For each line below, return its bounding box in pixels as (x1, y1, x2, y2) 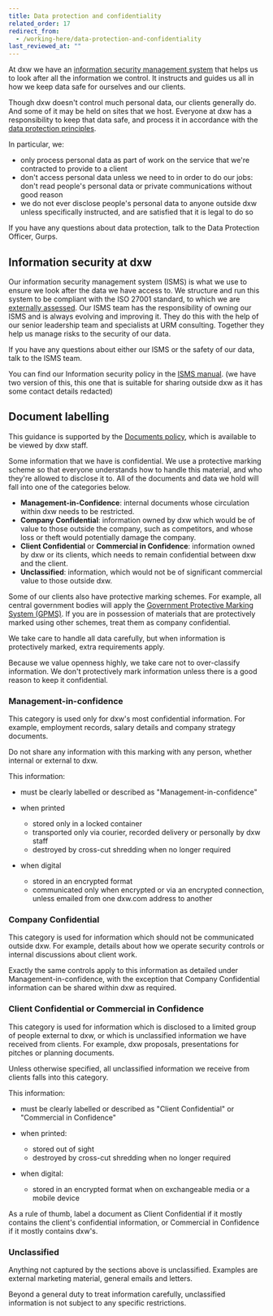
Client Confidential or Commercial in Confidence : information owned (19, 541, 256, 551)
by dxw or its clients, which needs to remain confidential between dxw (19, 549, 257, 559)
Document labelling (8, 410, 110, 424)
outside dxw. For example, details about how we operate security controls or (8, 941, 265, 951)
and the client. (19, 558, 69, 568)
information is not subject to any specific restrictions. (8, 1297, 187, 1308)
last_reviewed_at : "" (8, 42, 82, 51)
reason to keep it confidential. (8, 675, 108, 684)
